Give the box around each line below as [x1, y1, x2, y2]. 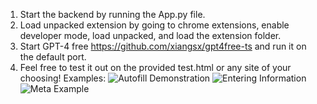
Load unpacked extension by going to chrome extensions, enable [19, 19, 290, 31]
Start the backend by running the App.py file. [19, 9, 206, 20]
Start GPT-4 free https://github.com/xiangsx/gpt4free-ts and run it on [19, 40, 307, 52]
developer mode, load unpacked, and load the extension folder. [19, 30, 282, 41]
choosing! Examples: [19, 72, 107, 84]
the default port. [19, 51, 87, 63]
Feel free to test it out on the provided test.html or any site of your [19, 62, 292, 73]
